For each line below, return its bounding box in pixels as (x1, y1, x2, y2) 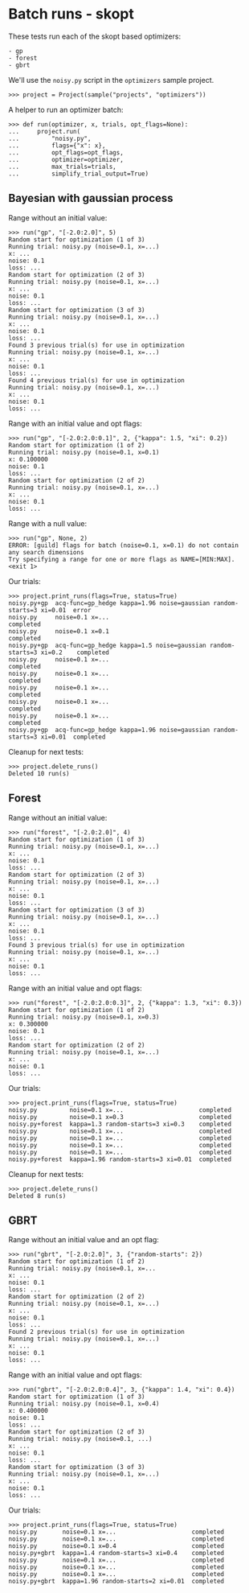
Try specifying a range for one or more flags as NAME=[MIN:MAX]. (8, 555, 235, 563)
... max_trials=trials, (8, 163, 116, 171)
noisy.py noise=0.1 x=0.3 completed (8, 1113, 231, 1121)
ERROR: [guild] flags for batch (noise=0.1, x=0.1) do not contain (8, 541, 239, 550)
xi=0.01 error (40, 606, 92, 614)
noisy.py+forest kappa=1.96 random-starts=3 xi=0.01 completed (8, 1155, 231, 1163)
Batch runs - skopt (8, 5, 134, 23)
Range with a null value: (8, 518, 87, 528)
